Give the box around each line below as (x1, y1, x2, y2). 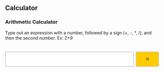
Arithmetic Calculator (5, 19, 58, 25)
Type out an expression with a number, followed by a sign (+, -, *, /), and (5, 29, 152, 36)
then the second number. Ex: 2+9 (5, 35, 73, 41)
